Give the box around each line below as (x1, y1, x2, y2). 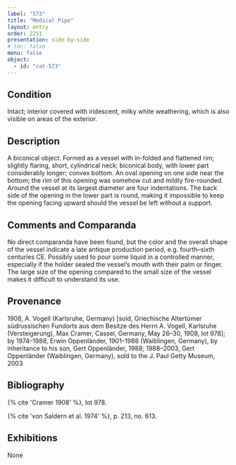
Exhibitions (7, 432, 58, 444)
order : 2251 (7, 30, 42, 37)
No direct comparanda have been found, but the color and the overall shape (7, 238, 228, 246)
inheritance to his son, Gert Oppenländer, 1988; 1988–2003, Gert (7, 344, 195, 352)
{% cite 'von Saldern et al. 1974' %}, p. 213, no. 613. (7, 412, 157, 420)
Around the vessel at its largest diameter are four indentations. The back (7, 184, 218, 192)
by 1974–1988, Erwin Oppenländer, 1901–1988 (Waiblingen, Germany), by (7, 336, 218, 345)
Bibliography (7, 379, 65, 391)
